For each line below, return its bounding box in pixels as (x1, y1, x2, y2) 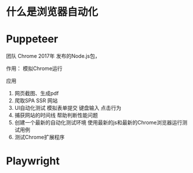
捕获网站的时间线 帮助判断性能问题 (14, 112, 98, 119)
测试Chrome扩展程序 (14, 134, 65, 141)
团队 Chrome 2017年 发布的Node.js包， (6, 53, 100, 60)
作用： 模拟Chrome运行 (6, 65, 63, 72)
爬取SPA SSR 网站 (14, 97, 58, 104)
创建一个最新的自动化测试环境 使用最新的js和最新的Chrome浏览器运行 (14, 119, 183, 126)
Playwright (6, 154, 60, 168)
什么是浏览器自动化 (6, 5, 99, 19)
